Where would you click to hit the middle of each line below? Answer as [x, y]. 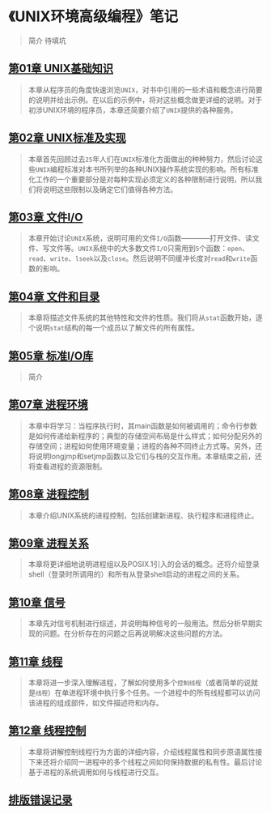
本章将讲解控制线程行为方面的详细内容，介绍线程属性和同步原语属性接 [145, 752]
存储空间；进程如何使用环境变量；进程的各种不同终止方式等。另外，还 [145, 445]
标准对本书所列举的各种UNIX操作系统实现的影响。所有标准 [161, 169]
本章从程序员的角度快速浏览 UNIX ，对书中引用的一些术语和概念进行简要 [145, 89]
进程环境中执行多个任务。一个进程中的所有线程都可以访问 [164, 693]
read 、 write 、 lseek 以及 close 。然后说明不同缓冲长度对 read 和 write [139, 258]
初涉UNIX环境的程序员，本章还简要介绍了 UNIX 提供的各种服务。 [133, 109]
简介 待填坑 [47, 40]
